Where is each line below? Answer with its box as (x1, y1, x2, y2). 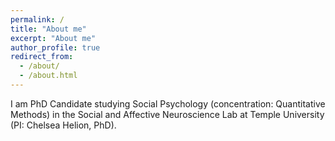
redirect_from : (10, 52, 74, 62)
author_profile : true (10, 42, 101, 53)
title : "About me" (10, 24, 87, 34)
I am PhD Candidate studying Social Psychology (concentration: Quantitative (10, 97, 326, 110)
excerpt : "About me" (10, 33, 97, 43)
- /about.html (19, 71, 78, 81)
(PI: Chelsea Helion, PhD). (10, 119, 117, 131)
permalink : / (10, 14, 65, 25)
